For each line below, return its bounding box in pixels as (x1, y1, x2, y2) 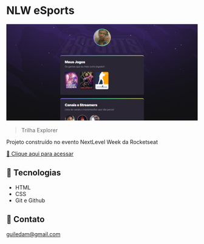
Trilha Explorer (21, 126, 58, 134)
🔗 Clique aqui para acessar (6, 150, 74, 157)
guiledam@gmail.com (6, 230, 61, 237)
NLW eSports (6, 4, 75, 18)
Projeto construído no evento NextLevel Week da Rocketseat (6, 138, 158, 146)
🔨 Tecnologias (6, 168, 61, 178)
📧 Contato (6, 214, 45, 225)
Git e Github (15, 197, 46, 204)
